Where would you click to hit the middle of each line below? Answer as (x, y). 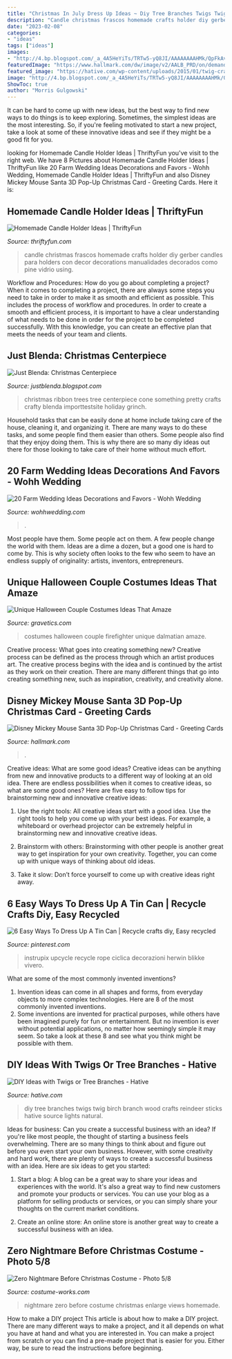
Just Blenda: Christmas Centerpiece (87, 356)
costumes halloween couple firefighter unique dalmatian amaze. (115, 637)
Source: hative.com (35, 1095)
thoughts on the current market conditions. (78, 1208)
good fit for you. (30, 139)
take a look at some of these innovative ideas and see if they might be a (109, 133)
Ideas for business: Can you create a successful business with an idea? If (112, 1129)
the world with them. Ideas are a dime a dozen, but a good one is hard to (110, 546)
